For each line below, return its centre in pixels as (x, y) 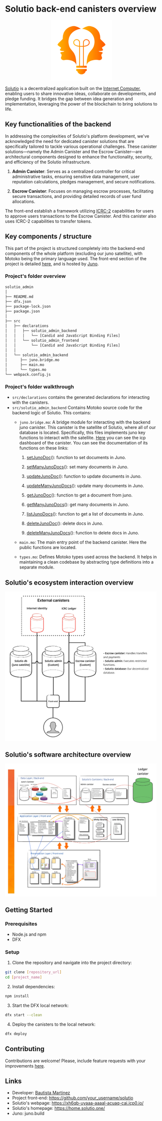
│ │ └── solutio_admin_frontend (42, 340)
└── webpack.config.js (28, 374)
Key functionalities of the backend (58, 124)
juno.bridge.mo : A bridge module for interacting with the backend (85, 422)
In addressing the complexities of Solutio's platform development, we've (77, 136)
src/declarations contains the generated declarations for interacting (81, 397)
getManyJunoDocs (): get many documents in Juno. (78, 505)
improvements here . (25, 1066)
